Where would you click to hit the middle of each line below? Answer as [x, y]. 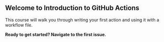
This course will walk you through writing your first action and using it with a [82, 20]
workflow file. [19, 25]
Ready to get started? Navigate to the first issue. [56, 34]
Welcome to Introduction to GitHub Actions [72, 8]
